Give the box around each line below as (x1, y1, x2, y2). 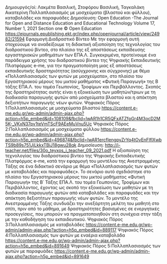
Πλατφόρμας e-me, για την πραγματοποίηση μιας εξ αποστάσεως (5, 62, 143, 68)
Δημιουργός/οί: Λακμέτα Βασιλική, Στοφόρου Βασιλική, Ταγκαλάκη (5, 4, 145, 10)
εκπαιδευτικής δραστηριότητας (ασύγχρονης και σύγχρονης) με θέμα (5, 68, 150, 74)
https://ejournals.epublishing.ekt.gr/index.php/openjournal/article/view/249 (5, 31, 160, 36)
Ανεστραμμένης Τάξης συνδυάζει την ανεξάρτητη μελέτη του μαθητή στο (5, 201, 160, 206)
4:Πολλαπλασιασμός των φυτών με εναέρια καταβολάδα (5, 232, 125, 238)
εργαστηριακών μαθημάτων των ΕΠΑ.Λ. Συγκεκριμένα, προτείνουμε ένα (5, 52, 157, 58)
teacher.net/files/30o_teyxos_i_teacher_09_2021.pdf (5, 147, 112, 153)
